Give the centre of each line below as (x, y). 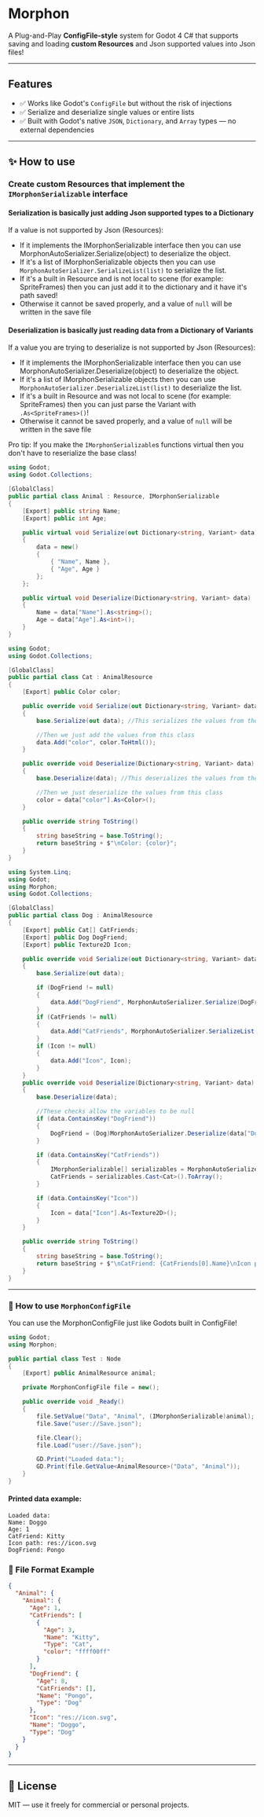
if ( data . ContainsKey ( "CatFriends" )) (98, 1155)
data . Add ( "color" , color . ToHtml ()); (96, 742)
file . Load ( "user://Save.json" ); (90, 1445)
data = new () (58, 547)
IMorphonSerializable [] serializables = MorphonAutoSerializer (156, 1169)
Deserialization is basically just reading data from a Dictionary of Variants (131, 330)
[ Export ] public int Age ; (65, 518)
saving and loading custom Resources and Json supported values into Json (132, 43)
